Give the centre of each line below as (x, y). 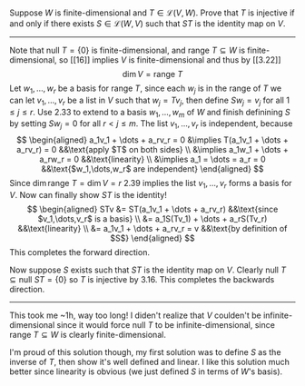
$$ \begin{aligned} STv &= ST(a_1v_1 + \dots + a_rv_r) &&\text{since (152, 209)
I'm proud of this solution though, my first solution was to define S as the (145, 351)
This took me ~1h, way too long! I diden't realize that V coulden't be (135, 315)
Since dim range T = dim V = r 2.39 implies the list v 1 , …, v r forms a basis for (151, 184)
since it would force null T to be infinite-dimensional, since (166, 324)
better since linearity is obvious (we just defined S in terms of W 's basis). (146, 371)
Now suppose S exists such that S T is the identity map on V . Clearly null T (148, 270)
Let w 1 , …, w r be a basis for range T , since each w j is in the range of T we (146, 89)
